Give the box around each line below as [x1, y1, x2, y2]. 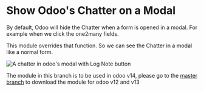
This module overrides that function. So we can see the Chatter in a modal [6, 42, 192, 49]
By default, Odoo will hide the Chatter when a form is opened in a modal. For [6, 24, 198, 31]
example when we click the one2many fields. [6, 30, 119, 37]
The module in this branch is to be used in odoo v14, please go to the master [6, 72, 198, 79]
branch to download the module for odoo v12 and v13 [6, 78, 140, 86]
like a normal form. [6, 48, 53, 55]
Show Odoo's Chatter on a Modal [6, 4, 176, 18]
